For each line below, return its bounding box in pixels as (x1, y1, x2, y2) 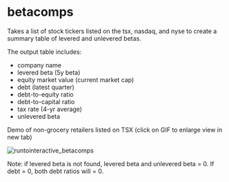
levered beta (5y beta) (17, 68, 81, 77)
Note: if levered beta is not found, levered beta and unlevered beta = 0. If (7, 159, 215, 168)
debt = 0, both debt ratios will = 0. (7, 167, 104, 175)
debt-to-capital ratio (17, 97, 75, 105)
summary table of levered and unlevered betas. (7, 34, 141, 42)
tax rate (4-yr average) (17, 105, 83, 113)
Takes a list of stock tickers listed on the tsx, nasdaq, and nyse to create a (7, 27, 217, 35)
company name (17, 61, 62, 69)
